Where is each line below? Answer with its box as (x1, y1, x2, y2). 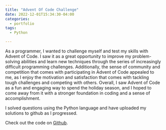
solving (5, 59, 20, 64)
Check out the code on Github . (5, 120, 68, 126)
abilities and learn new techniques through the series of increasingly (21, 59, 162, 64)
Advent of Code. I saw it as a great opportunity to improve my (5, 53, 132, 59)
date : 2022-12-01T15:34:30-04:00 (5, 12, 75, 17)
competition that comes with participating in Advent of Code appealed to (5, 69, 155, 75)
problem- (132, 53, 152, 59)
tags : (5, 26, 16, 31)
